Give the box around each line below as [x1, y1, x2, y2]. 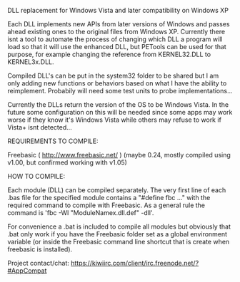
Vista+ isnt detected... [7, 123, 73, 131]
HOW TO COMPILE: [7, 172, 66, 180]
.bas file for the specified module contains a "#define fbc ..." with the [7, 194, 211, 202]
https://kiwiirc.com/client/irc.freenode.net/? [70, 259, 199, 267]
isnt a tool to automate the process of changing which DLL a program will [7, 35, 223, 43]
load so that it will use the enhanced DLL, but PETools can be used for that [7, 43, 226, 51]
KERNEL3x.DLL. [7, 58, 55, 66]
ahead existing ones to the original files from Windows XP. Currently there [7, 28, 226, 36]
